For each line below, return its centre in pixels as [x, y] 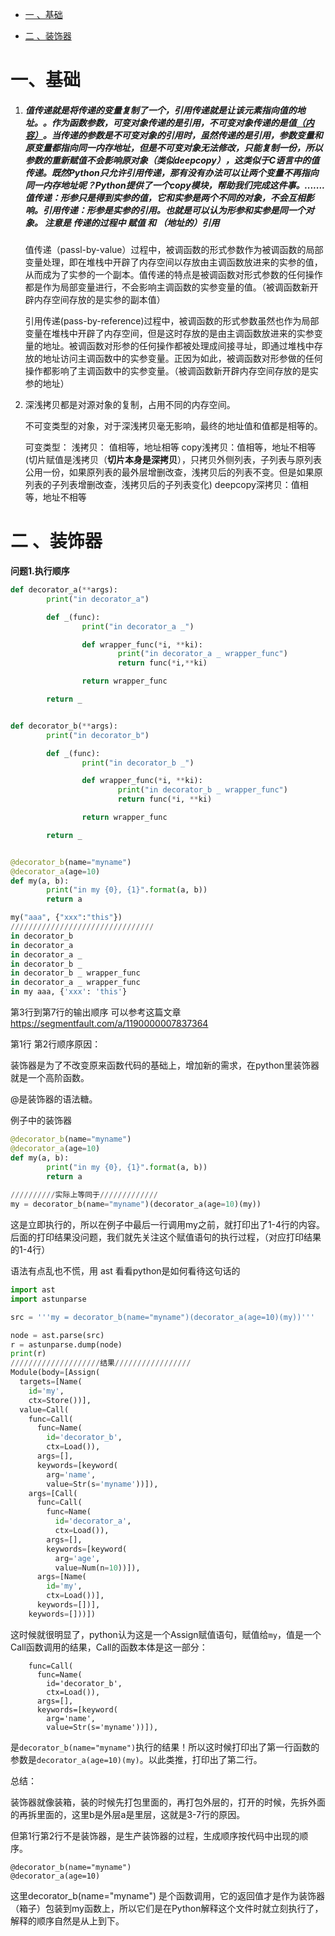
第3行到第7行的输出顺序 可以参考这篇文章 [96, 1012]
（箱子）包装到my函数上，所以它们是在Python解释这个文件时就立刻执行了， [167, 1908]
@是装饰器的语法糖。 [54, 1099]
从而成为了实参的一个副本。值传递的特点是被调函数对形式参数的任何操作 [173, 275]
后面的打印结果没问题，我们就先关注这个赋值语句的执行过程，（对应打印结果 [166, 1237]
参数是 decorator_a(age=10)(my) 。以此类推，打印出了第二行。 [136, 1759]
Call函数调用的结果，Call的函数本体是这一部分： [109, 1647]
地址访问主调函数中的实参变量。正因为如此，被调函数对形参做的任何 [182, 359]
